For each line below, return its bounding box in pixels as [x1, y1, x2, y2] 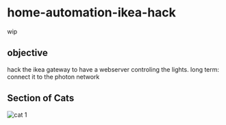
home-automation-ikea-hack [7, 5, 177, 20]
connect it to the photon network [7, 72, 100, 81]
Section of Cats [7, 92, 75, 104]
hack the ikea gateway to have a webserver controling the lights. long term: [7, 65, 220, 73]
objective [7, 47, 48, 59]
